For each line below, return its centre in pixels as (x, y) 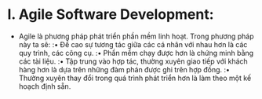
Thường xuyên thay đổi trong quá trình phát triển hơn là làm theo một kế (135, 78)
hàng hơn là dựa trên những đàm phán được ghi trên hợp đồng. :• (124, 69)
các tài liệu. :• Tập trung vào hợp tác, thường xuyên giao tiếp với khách (133, 61)
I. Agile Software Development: (111, 15)
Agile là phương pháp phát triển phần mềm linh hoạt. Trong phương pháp (136, 36)
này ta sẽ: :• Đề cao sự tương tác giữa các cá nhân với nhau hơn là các (133, 44)
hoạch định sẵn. (45, 86)
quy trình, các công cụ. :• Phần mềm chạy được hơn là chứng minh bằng (136, 53)
